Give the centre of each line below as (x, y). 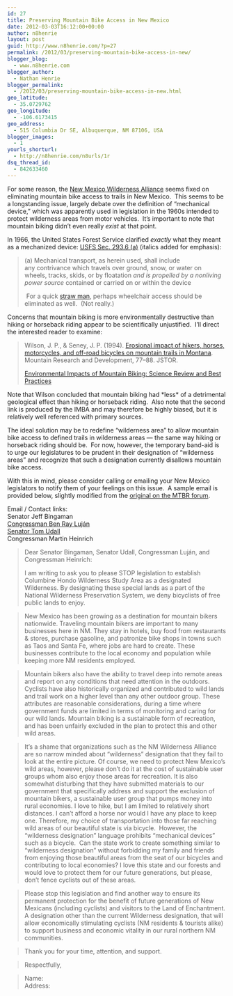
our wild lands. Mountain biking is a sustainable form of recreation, (120, 718)
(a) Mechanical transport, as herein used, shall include (102, 260)
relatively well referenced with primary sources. (75, 417)
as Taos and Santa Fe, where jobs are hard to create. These (110, 646)
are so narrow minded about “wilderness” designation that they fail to (124, 754)
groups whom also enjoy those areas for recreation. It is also (111, 776)
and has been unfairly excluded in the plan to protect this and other (121, 726)
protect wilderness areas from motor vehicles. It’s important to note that (111, 218)
